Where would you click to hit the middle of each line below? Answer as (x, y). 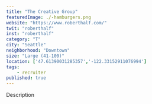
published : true (26, 78)
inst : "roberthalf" (30, 34)
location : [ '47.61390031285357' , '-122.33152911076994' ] (76, 61)
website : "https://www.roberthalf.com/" (57, 23)
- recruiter (31, 73)
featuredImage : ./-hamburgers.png (49, 17)
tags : (13, 67)
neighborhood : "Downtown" (38, 51)
